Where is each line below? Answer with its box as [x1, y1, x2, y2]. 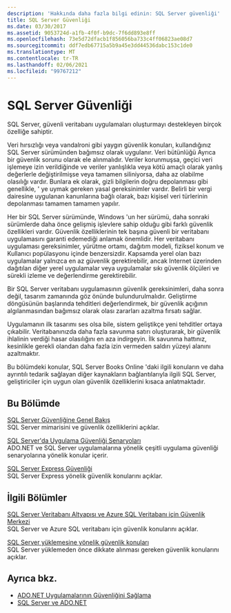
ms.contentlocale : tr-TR [7, 55, 79, 62]
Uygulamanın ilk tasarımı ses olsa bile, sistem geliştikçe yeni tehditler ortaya [7, 320, 223, 328]
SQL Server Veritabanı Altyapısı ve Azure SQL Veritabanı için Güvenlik [7, 510, 205, 519]
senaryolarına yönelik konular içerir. [7, 451, 108, 459]
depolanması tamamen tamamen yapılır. [7, 199, 121, 208]
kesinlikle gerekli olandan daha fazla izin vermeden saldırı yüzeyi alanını [7, 342, 211, 350]
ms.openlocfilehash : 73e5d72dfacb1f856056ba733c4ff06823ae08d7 [7, 36, 193, 43]
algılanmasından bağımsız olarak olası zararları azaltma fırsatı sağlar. [7, 307, 202, 315]
